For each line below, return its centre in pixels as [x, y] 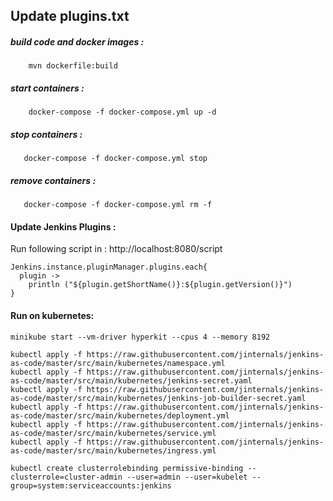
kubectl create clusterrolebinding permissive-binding [127, 468]
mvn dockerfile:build [73, 66]
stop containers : [46, 134]
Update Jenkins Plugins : [63, 226]
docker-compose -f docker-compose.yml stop [115, 159]
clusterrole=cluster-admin [66, 477]
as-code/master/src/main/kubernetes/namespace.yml [118, 363]
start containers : [47, 88]
